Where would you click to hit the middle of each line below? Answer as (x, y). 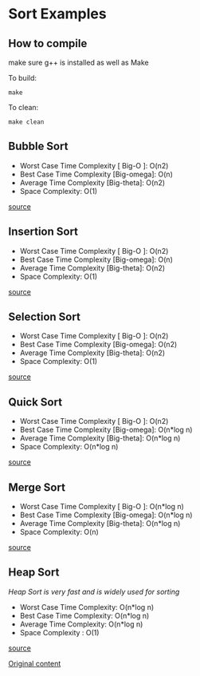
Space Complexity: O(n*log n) (69, 447)
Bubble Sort (38, 146)
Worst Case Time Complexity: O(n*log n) (87, 607)
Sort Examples (57, 14)
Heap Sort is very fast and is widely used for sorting (94, 591)
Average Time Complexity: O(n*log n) (81, 624)
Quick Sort (35, 402)
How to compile (48, 43)
